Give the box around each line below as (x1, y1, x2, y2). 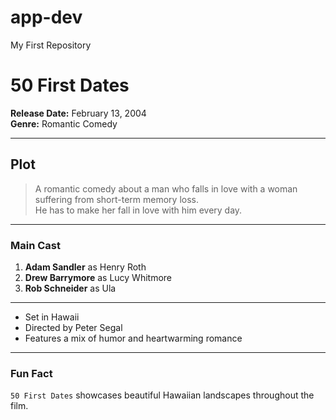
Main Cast (10, 238, 61, 252)
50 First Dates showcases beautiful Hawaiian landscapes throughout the (10, 389, 315, 401)
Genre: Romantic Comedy (10, 117, 118, 130)
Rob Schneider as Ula (24, 282, 117, 294)
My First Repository (10, 39, 92, 51)
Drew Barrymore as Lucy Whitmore (24, 271, 173, 283)
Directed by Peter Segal (24, 321, 123, 333)
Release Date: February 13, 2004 (10, 107, 147, 119)
